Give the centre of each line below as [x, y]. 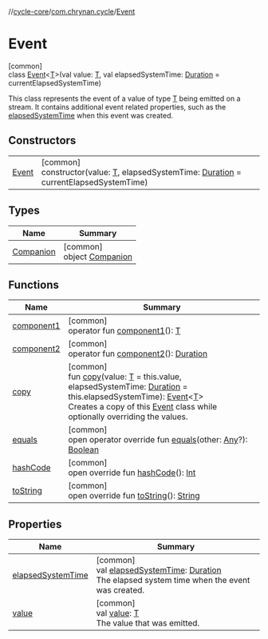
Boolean [83, 449]
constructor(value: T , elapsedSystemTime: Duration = [141, 172]
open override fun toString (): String [134, 496]
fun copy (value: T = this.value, [124, 377]
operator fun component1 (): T [124, 331]
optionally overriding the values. [128, 417]
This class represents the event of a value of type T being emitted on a [124, 98]
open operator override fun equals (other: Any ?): [158, 440]
